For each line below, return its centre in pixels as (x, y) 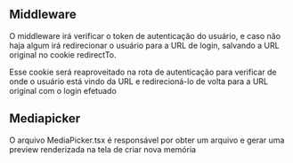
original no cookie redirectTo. (63, 54)
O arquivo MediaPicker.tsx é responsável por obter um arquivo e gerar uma (147, 140)
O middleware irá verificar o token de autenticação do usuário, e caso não (145, 35)
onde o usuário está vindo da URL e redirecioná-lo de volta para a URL (139, 81)
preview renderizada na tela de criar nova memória (103, 149)
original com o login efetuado (63, 90)
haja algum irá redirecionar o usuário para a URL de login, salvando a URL (144, 45)
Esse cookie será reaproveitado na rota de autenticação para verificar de (143, 72)
